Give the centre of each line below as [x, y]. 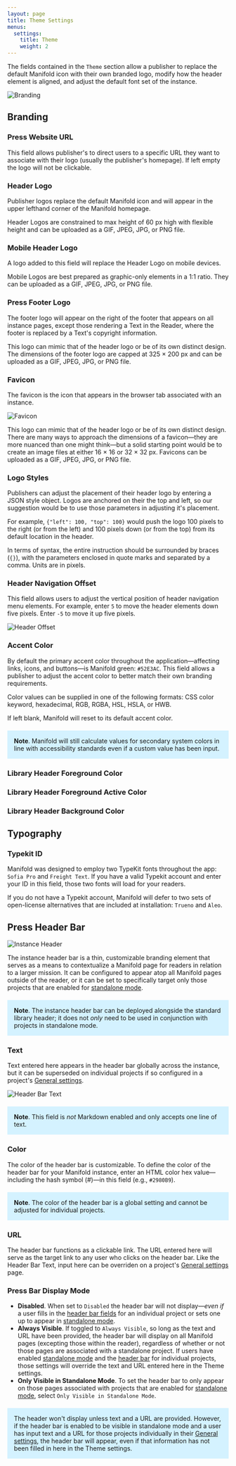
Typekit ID [25, 853]
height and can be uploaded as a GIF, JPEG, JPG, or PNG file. [96, 229]
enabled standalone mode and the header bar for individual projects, [117, 1358]
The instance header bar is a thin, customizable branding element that [109, 958]
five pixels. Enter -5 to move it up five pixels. [71, 613]
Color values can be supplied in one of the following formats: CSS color [111, 696]
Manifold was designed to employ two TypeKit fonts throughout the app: [112, 869]
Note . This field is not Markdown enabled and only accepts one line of [116, 1117]
